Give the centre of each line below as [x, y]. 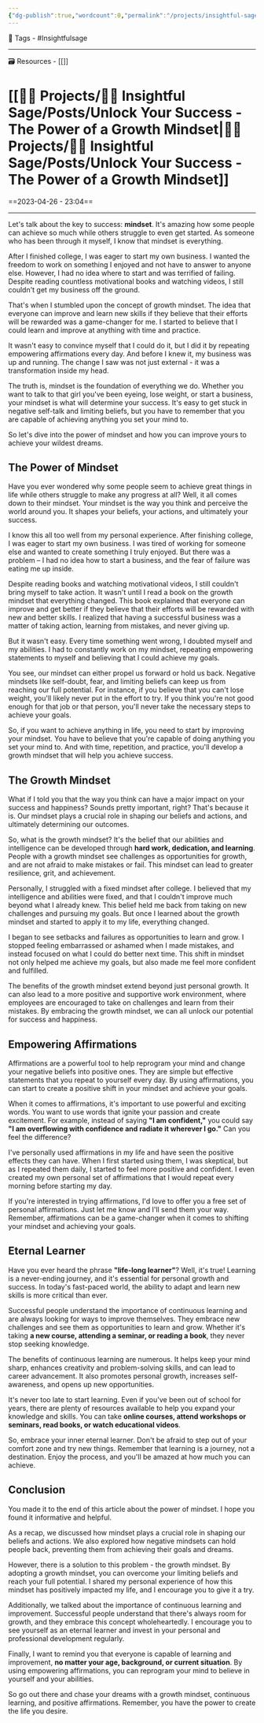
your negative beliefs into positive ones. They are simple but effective [121, 1072]
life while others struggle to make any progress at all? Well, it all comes [123, 495]
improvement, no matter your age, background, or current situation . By [125, 1662]
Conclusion [37, 1490]
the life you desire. [38, 1710]
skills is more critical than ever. [58, 1295]
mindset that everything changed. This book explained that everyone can [126, 601]
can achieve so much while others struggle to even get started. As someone [132, 233]
